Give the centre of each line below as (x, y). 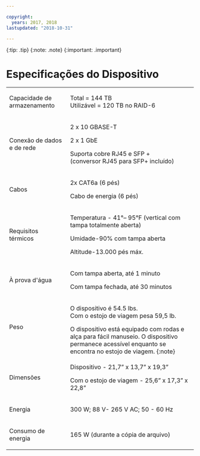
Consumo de (27, 431)
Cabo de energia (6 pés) (104, 196)
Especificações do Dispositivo (83, 74)
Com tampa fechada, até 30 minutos (121, 287)
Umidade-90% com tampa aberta (118, 238)
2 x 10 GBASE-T (93, 127)
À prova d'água (31, 280)
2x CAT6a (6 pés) (95, 183)
